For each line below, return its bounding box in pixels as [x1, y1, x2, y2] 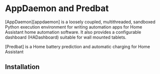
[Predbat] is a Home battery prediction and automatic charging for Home [5, 44, 150, 49]
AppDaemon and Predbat [5, 3, 109, 14]
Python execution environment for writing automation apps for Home [5, 24, 143, 30]
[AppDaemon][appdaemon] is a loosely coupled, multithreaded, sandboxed [5, 19, 156, 25]
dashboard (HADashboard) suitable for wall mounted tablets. [5, 34, 127, 40]
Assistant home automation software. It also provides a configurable [5, 29, 142, 35]
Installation [5, 63, 40, 71]
